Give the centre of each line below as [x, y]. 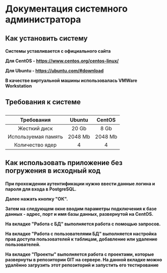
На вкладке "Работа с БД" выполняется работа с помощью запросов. [83, 224]
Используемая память [35, 136]
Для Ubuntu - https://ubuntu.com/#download [54, 71]
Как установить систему [46, 38]
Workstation [18, 86]
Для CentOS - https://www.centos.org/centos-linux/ [62, 61]
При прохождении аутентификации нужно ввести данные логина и [80, 183]
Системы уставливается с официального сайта [58, 51]
